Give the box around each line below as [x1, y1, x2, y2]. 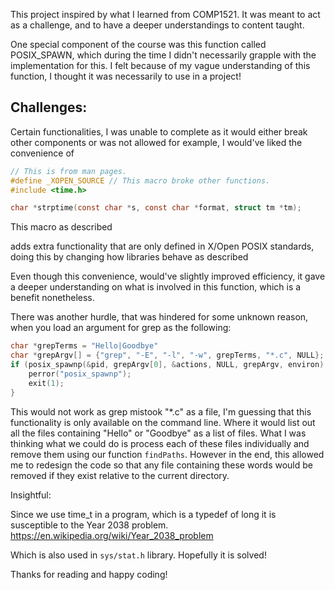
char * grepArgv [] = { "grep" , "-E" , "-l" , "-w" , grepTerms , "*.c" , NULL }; [10, 350, 325, 361]
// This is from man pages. [10, 166, 128, 176]
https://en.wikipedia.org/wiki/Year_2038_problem [10, 529, 214, 541]
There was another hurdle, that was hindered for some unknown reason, [10, 311, 309, 323]
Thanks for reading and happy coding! [10, 568, 168, 580]
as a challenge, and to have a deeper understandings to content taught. [10, 19, 305, 31]
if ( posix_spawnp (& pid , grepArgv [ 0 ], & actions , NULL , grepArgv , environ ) [10, 360, 325, 370]
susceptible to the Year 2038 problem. [10, 519, 169, 531]
